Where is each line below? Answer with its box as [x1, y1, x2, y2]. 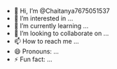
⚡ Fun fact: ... [13, 55, 53, 63]
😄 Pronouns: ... [13, 47, 60, 56]
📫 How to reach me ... [13, 37, 79, 45]
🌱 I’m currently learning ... [13, 22, 89, 30]
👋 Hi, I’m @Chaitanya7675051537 [13, 7, 110, 15]
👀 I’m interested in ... [13, 14, 74, 23]
